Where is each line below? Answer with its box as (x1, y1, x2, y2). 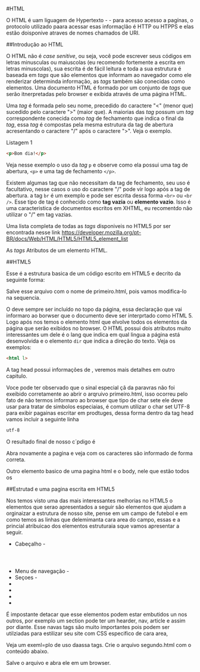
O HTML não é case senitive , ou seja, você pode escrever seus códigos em (6, 53, 192, 59)
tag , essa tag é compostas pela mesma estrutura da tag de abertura (6, 121, 174, 128)
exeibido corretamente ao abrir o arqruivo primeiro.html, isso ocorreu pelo (6, 390, 188, 397)
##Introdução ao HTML (6, 41, 64, 48)
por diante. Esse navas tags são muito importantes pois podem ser (6, 623, 170, 630)
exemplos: (6, 343, 32, 351)
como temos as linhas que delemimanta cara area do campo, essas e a (6, 516, 180, 523)
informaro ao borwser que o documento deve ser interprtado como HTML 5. (6, 312, 193, 319)
